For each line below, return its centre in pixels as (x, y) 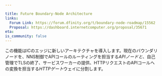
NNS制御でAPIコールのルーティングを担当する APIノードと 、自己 (91, 57)
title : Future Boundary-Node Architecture (49, 14)
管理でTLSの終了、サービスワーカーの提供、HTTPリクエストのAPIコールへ (80, 63)
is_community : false (26, 36)
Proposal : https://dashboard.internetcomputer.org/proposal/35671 (78, 27)
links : (12, 18)
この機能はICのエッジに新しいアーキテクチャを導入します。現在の (71, 51)
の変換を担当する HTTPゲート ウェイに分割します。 (55, 69)
